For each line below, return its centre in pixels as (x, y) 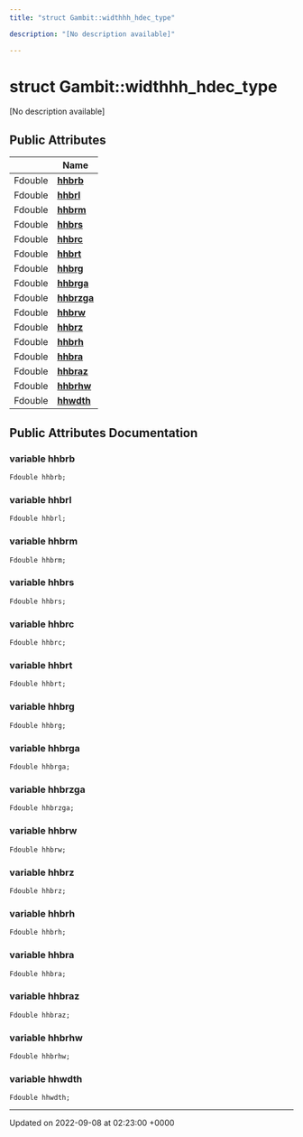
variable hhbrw (43, 831)
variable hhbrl (41, 499)
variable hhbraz (45, 996)
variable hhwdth (46, 1079)
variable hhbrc (42, 624)
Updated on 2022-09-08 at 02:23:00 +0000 (92, 1123)
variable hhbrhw (46, 1038)
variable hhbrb (42, 459)
